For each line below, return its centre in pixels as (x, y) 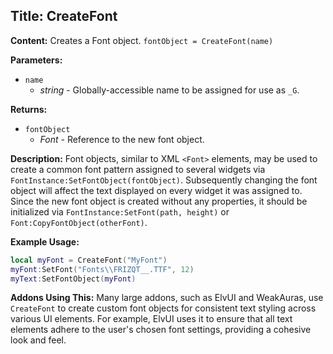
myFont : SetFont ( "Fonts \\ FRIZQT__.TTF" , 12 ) (102, 269)
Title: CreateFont (64, 16)
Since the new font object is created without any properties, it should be (159, 201)
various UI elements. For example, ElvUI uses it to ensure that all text (151, 319)
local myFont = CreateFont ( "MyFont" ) (89, 260)
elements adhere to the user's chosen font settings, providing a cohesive (161, 330)
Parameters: (36, 60)
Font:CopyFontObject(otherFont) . (79, 222)
